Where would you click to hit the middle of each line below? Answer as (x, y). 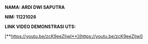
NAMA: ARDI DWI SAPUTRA (35, 7)
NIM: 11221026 (21, 17)
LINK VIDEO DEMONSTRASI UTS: (40, 26)
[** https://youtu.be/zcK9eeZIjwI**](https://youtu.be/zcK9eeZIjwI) (74, 36)
